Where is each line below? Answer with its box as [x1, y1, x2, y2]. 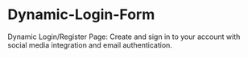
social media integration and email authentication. [7, 40, 172, 49]
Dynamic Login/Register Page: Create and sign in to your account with [7, 32, 241, 41]
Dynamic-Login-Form [7, 6, 155, 24]
